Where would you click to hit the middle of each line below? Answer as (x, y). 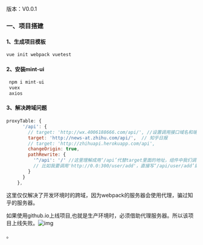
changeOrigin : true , (54, 149)
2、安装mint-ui (25, 69)
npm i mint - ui (27, 82)
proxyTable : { (24, 121)
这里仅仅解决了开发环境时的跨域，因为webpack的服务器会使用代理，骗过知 (100, 195)
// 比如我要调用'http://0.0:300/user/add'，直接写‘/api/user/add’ (114, 166)
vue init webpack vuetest (39, 55)
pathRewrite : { (47, 155)
